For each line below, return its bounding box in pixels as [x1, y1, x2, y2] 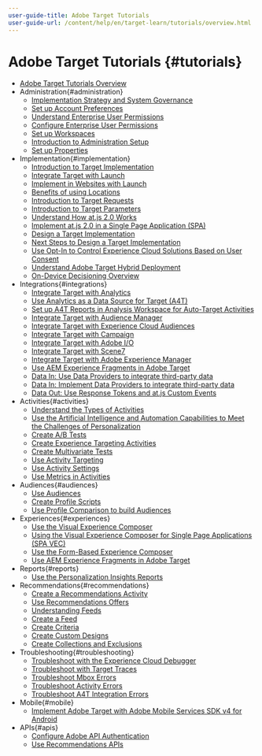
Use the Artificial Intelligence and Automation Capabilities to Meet [31, 413, 245, 423]
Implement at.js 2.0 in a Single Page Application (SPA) [31, 221, 206, 231]
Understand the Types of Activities [31, 405, 144, 414]
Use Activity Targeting [31, 455, 104, 465]
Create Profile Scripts [31, 497, 101, 506]
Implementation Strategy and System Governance [31, 95, 194, 105]
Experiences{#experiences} [19, 513, 111, 524]
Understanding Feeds [31, 606, 102, 615]
